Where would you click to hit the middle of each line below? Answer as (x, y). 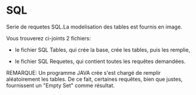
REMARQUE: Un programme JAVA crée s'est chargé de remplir (84, 72)
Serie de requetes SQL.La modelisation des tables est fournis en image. (94, 27)
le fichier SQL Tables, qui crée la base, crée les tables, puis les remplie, (102, 50)
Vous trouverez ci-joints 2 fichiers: (49, 38)
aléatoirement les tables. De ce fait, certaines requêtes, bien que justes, (94, 79)
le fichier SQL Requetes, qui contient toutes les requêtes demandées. (100, 61)
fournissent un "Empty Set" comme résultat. (61, 85)
